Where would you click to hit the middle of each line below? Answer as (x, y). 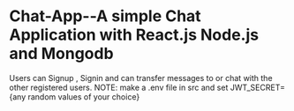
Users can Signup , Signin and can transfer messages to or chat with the (141, 78)
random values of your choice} (84, 96)
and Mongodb (61, 54)
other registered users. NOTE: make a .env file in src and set (119, 87)
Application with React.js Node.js (134, 35)
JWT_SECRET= (257, 87)
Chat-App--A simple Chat (105, 16)
